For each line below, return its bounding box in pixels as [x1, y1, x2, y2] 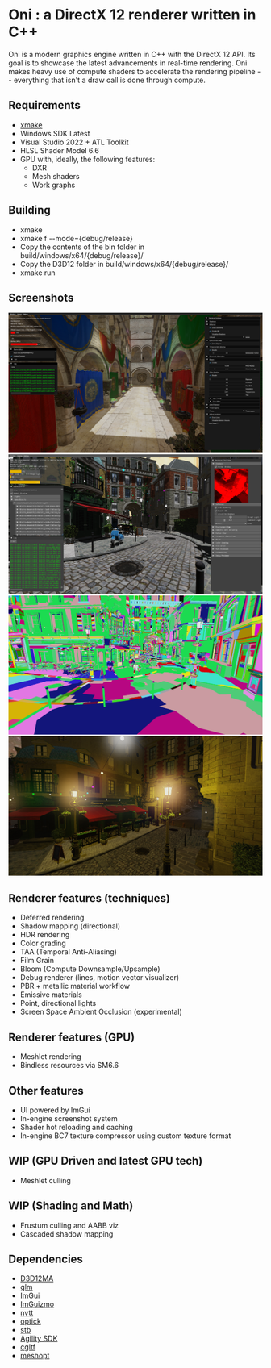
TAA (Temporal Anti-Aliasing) [19, 947, 117, 957]
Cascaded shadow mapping [19, 1228, 114, 1239]
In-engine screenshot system [19, 1114, 119, 1124]
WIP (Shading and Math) [8, 1199, 134, 1213]
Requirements [8, 98, 81, 112]
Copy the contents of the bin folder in [19, 242, 145, 252]
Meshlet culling [19, 1175, 71, 1185]
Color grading [19, 938, 66, 949]
